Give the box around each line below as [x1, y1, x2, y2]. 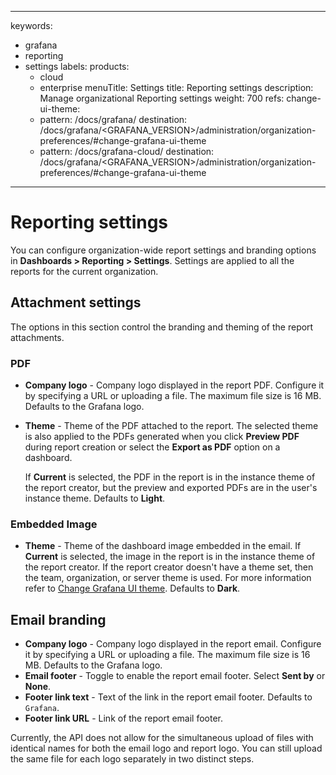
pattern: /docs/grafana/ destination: [39, 114, 188, 125]
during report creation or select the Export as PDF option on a [24, 441, 281, 453]
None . [24, 681, 52, 693]
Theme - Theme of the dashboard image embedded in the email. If [24, 540, 302, 552]
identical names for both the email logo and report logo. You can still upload [10, 742, 323, 755]
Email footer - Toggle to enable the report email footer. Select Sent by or [24, 670, 326, 682]
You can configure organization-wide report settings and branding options [10, 244, 317, 256]
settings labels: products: [24, 61, 130, 72]
